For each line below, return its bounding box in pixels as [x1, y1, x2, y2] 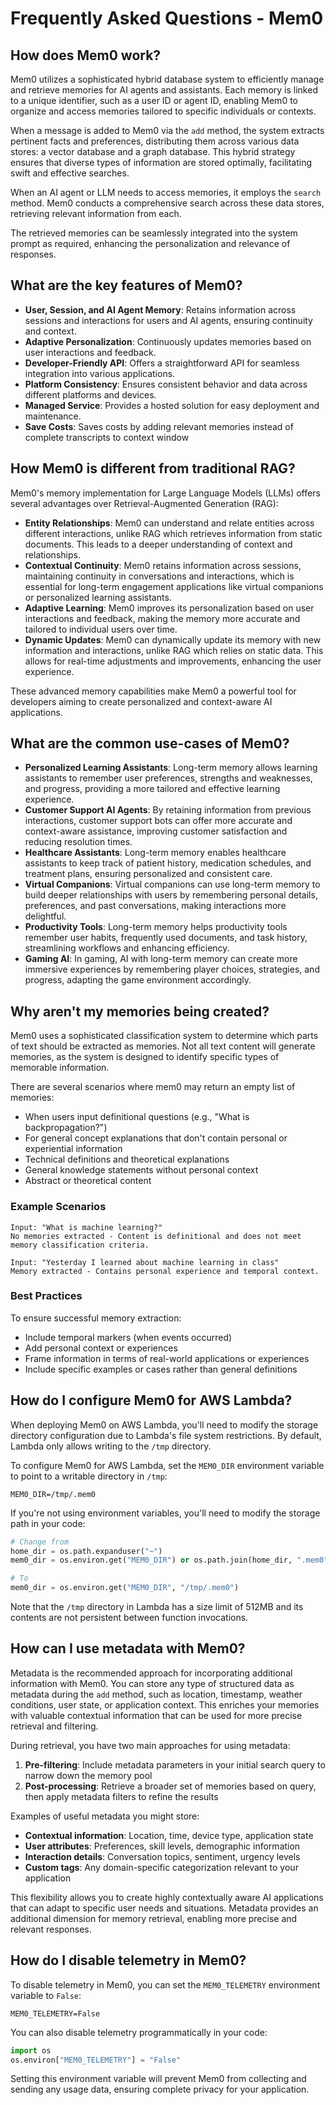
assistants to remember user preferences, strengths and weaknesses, [24, 772, 313, 784]
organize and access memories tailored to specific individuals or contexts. [10, 105, 317, 117]
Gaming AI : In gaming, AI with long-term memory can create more [24, 953, 298, 965]
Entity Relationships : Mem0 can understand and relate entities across [24, 517, 315, 529]
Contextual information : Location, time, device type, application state [24, 1829, 314, 1841]
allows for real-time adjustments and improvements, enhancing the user [24, 655, 322, 667]
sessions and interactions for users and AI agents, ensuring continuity [24, 314, 313, 326]
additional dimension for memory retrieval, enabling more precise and [10, 1912, 298, 1924]
